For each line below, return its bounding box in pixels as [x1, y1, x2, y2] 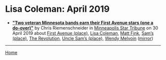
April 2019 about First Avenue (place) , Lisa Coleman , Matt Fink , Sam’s [12, 30, 154, 36]
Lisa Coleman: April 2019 [5, 3, 110, 15]
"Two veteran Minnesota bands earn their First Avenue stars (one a [12, 20, 154, 26]
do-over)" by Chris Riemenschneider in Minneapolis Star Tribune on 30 [12, 25, 159, 30]
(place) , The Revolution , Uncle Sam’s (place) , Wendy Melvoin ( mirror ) [12, 35, 154, 41]
